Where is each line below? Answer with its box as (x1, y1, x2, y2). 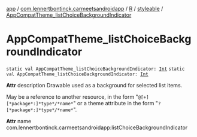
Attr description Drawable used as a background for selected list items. (6, 81, 183, 89)
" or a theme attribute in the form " (72, 99, 159, 106)
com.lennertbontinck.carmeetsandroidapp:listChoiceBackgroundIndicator (6, 124, 188, 131)
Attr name (6, 117, 32, 124)
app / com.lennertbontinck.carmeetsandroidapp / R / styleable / (6, 5, 163, 12)
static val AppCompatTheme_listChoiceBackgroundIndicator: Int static (6, 66, 185, 72)
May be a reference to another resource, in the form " (6, 93, 139, 101)
